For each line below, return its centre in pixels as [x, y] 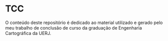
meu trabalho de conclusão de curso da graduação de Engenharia [73, 27]
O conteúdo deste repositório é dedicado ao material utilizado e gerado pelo [84, 22]
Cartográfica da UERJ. [28, 33]
